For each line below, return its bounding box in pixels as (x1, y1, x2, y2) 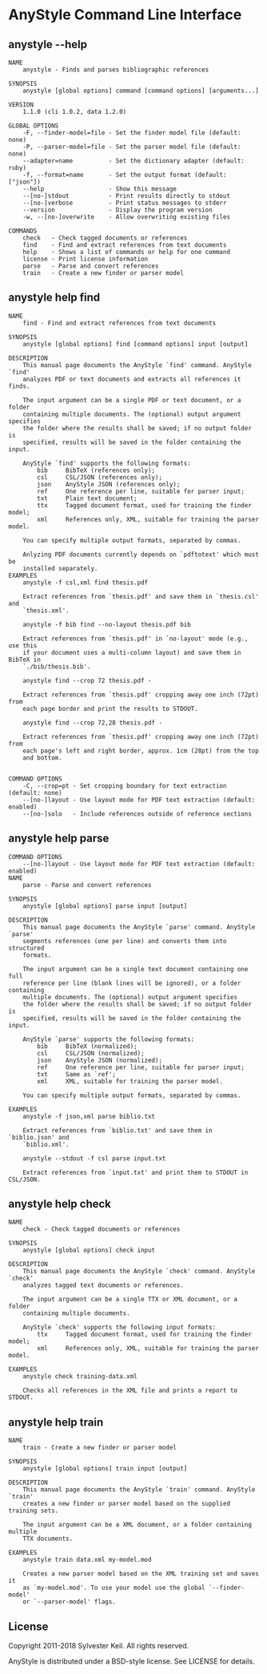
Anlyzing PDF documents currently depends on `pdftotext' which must (22, 551, 260, 559)
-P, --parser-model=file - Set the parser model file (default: (22, 143, 241, 151)
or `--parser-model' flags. (22, 1598, 116, 1606)
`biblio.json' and (8, 1133, 70, 1141)
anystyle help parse (8, 832, 110, 845)
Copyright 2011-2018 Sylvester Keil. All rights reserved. (8, 1641, 189, 1651)
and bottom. (22, 753, 62, 762)
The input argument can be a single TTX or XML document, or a (22, 1296, 238, 1304)
